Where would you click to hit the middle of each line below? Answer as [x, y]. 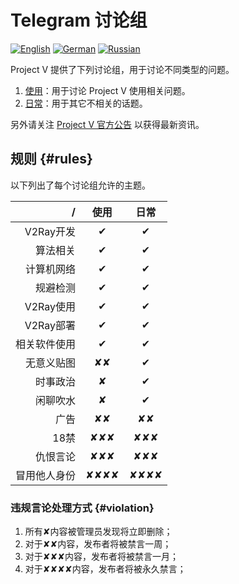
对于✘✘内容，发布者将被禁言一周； [98, 544]
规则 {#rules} [51, 159]
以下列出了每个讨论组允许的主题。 [80, 185]
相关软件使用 [46, 344]
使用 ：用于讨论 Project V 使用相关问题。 [107, 90]
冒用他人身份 [46, 475]
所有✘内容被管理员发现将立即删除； [98, 532]
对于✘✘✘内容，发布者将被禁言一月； [101, 557]
